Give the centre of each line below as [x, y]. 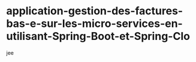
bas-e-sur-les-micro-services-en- [94, 24]
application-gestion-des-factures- [95, 11]
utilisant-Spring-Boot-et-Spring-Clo [98, 36]
